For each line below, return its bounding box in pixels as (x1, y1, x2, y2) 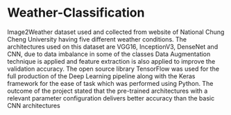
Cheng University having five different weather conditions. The (7, 35, 187, 43)
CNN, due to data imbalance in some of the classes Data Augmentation (7, 50, 211, 58)
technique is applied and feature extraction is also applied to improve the (7, 57, 216, 65)
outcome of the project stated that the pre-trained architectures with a (7, 87, 208, 95)
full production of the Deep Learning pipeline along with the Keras (7, 71, 196, 80)
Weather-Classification (7, 5, 145, 21)
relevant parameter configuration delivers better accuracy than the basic (7, 94, 215, 102)
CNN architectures (7, 101, 60, 109)
